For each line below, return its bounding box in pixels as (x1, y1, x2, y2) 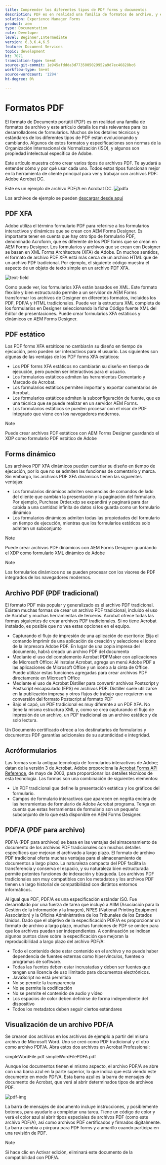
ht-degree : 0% (5, 76, 35, 81)
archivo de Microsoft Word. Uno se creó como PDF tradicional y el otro (5, 1039, 149, 1045)
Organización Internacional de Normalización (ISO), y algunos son (5, 145, 140, 151)
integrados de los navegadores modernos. (5, 575, 91, 581)
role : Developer (5, 30, 39, 35)
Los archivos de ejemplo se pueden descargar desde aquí (5, 195, 124, 201)
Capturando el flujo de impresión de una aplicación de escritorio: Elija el (12, 633, 159, 639)
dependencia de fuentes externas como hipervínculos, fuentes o (12, 953, 144, 959)
